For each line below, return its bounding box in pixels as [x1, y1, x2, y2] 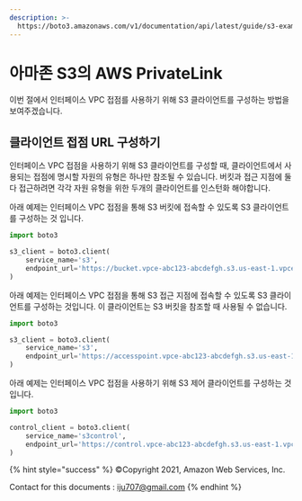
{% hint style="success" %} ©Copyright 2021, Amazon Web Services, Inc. [9, 464, 286, 475]
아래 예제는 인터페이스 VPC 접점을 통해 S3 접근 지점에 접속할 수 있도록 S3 [9, 290, 268, 300]
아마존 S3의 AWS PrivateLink [9, 63, 223, 84]
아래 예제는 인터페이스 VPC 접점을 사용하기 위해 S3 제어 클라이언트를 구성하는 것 [9, 378, 292, 388]
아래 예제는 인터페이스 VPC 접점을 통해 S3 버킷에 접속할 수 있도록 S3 [9, 201, 252, 212]
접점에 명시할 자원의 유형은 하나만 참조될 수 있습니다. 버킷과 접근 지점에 [32, 172, 283, 183]
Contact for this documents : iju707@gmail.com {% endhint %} [9, 482, 243, 493]
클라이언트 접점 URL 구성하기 [9, 134, 161, 149]
